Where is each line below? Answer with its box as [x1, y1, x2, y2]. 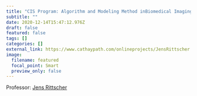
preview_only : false [11, 68, 62, 74]
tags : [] [6, 35, 28, 41]
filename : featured [11, 57, 59, 63]
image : [6, 52, 22, 58]
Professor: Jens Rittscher [6, 84, 67, 91]
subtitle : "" [6, 14, 38, 20]
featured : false [6, 30, 46, 36]
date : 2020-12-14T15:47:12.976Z [6, 19, 85, 25]
